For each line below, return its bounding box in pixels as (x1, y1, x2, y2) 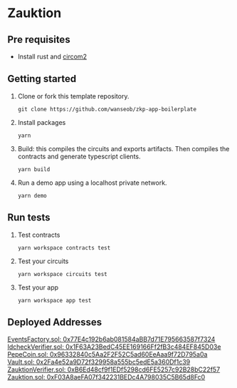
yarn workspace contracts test (17, 244, 111, 251)
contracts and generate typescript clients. (17, 152, 141, 160)
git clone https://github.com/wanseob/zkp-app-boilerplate (17, 106, 197, 113)
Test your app (17, 283, 59, 292)
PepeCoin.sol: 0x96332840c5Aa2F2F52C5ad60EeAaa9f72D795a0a (7, 350, 208, 359)
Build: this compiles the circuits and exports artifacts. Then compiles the (17, 144, 230, 153)
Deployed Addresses (7, 316, 102, 329)
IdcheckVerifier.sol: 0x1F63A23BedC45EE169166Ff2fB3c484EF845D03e (7, 342, 221, 351)
